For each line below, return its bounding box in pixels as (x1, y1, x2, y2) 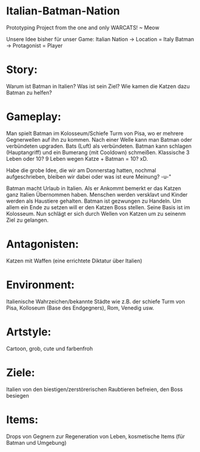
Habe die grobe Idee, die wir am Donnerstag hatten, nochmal (6, 166, 156, 174)
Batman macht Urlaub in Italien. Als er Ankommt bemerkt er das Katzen (6, 184, 181, 192)
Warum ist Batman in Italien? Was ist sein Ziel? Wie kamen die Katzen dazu (6, 83, 190, 90)
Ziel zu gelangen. (6, 216, 49, 224)
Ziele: (6, 366, 35, 379)
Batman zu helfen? (6, 88, 53, 96)
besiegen (6, 392, 29, 399)
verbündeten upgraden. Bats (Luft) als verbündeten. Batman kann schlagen (6, 142, 192, 149)
